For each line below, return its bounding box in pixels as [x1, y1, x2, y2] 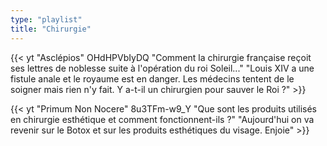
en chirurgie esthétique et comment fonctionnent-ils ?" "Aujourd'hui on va [10, 113, 315, 125]
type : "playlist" [10, 14, 83, 25]
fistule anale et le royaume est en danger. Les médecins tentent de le [10, 72, 295, 85]
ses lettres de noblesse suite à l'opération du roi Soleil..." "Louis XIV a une [10, 62, 315, 74]
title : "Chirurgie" [10, 24, 92, 34]
